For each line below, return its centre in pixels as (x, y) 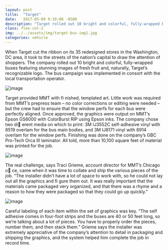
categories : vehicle (27, 38)
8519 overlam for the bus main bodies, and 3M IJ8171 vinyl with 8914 (76, 129)
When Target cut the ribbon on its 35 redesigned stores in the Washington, (82, 52)
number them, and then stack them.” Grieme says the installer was (74, 227)
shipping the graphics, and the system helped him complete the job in (77, 237)
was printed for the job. (29, 145)
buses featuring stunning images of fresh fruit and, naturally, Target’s (76, 67)
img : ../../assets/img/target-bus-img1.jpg (51, 33)
